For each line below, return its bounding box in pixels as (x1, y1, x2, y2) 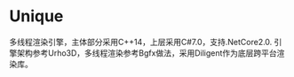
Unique (9, 6, 64, 27)
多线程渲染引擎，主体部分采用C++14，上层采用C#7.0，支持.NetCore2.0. (9, 36, 273, 47)
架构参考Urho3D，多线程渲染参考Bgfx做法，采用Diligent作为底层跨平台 (16, 47, 277, 58)
